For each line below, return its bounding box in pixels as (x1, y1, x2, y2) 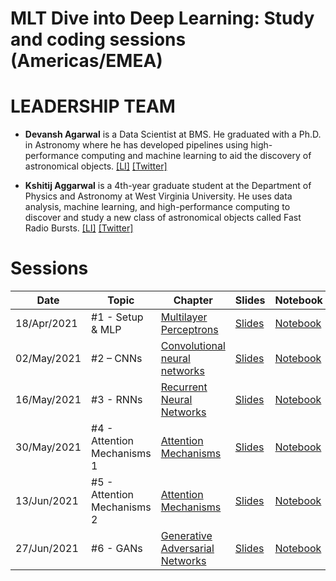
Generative (160, 529, 213, 543)
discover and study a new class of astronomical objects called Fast (24, 212, 302, 224)
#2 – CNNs (91, 352, 143, 366)
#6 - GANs (91, 542, 143, 556)
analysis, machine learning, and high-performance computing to (24, 201, 291, 213)
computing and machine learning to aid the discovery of (81, 150, 312, 162)
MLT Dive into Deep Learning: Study (10, 7, 315, 30)
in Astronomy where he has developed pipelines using (24, 139, 249, 151)
